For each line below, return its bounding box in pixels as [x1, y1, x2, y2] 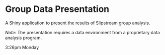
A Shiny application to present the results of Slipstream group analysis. [5, 20, 151, 26]
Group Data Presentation [5, 3, 109, 15]
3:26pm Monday [5, 44, 39, 50]
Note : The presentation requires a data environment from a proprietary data [5, 29, 160, 35]
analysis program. [5, 35, 42, 41]
